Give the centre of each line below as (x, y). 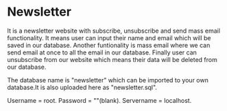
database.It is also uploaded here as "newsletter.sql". (82, 87)
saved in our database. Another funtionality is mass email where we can (109, 45)
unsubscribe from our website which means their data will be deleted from (112, 59)
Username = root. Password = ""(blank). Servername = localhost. (99, 100)
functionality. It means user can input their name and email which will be (109, 37)
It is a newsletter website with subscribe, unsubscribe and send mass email (114, 31)
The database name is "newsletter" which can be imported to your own (108, 80)
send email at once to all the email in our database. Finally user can (102, 52)
